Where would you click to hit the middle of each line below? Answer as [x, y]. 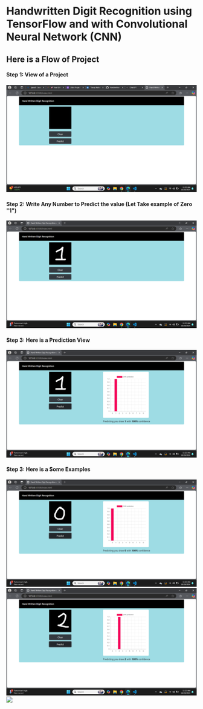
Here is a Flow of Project [53, 59]
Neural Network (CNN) [64, 37]
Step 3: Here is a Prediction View [48, 340]
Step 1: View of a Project [37, 75]
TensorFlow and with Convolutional [97, 24]
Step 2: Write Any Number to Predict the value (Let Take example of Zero [99, 204]
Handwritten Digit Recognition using [99, 11]
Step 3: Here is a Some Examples [48, 469]
